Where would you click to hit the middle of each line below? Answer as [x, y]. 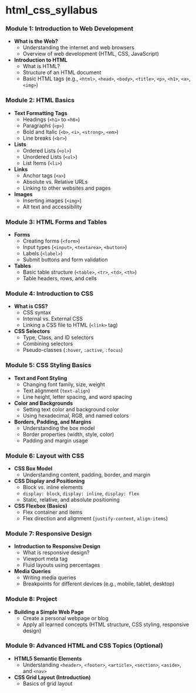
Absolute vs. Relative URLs [55, 181]
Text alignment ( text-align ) [56, 391]
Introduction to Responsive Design [57, 546]
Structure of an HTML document [62, 73]
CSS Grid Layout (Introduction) [53, 677]
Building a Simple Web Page [49, 612]
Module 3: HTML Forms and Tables [56, 222]
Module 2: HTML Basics [40, 100]
